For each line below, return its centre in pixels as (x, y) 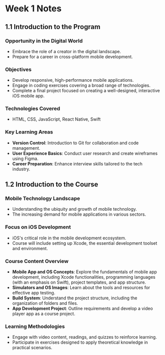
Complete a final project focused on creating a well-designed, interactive (86, 91)
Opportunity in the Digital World (44, 41)
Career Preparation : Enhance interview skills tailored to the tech (77, 163)
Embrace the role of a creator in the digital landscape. (67, 51)
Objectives (18, 69)
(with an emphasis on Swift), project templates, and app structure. (79, 282)
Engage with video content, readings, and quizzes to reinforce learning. (84, 337)
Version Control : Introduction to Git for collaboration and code (75, 143)
